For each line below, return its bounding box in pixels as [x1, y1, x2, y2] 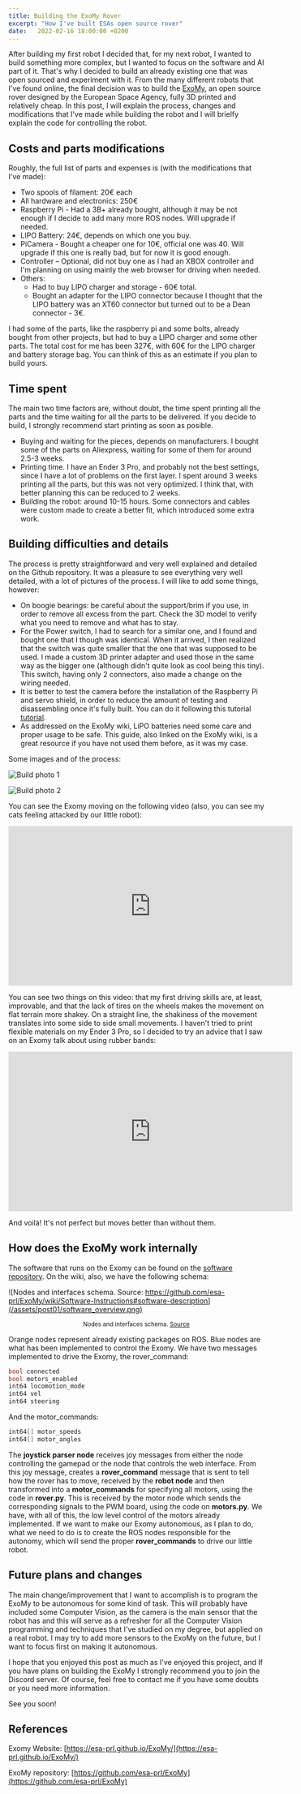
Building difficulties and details [8, 537, 169, 552]
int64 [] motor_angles [8, 1435, 82, 1444]
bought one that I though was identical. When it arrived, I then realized [19, 634, 256, 645]
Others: [19, 273, 46, 284]
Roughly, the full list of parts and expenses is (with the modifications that [8, 163, 252, 173]
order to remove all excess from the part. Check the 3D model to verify [19, 609, 257, 619]
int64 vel [8, 1390, 42, 1398]
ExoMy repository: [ [8, 1768, 75, 1778]
